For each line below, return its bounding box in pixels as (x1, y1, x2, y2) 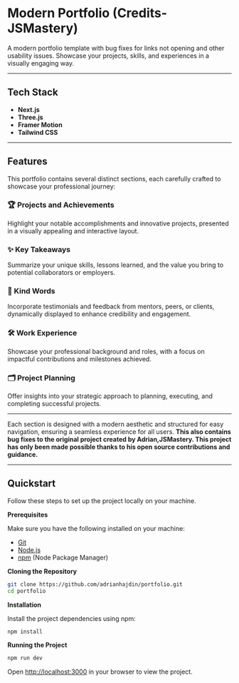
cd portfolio (7, 587, 46, 595)
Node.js (17, 545, 41, 554)
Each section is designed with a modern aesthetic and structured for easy (7, 420, 224, 429)
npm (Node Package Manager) (17, 553, 109, 562)
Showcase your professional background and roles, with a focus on (7, 347, 205, 355)
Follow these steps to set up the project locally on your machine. (7, 496, 197, 505)
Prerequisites (7, 510, 48, 519)
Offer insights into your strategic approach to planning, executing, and (7, 392, 213, 400)
